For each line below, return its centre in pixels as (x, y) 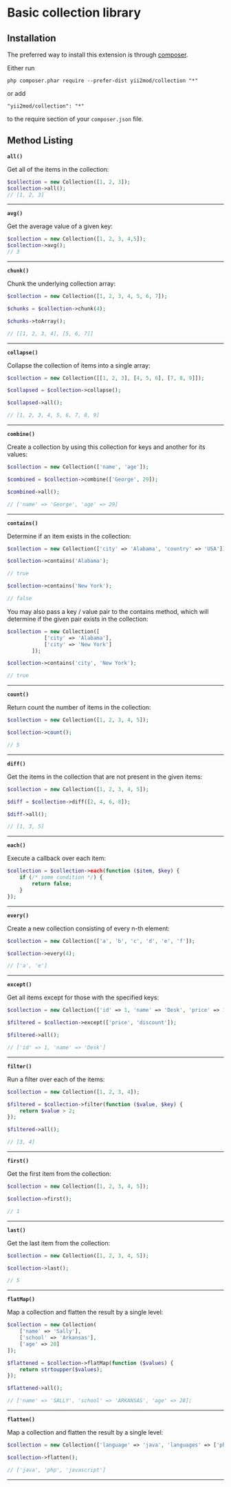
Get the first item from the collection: (59, 1174)
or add (16, 93)
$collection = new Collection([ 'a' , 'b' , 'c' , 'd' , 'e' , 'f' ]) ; (101, 941)
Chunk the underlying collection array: (62, 283)
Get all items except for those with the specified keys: (83, 997)
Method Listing (40, 140)
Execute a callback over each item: (57, 858)
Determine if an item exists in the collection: (69, 536)
